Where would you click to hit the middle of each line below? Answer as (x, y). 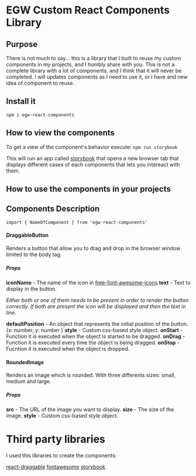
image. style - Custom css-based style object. (62, 416)
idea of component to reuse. (40, 83)
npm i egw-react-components (40, 115)
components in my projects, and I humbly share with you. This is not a (90, 64)
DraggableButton (27, 235)
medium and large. (29, 381)
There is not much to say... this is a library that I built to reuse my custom (94, 58)
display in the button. (31, 289)
